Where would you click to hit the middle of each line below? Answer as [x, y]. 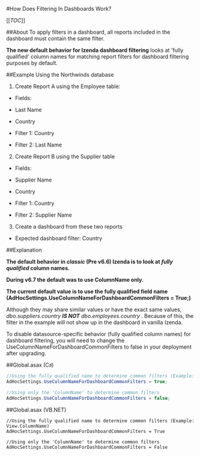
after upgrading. [26, 353]
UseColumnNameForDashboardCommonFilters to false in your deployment [99, 347]
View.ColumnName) [28, 426]
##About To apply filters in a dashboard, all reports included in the [88, 32]
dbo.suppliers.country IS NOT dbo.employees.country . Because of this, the [100, 316]
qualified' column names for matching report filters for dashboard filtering [98, 56]
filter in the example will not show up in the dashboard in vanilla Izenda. [95, 322]
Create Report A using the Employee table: [68, 86]
